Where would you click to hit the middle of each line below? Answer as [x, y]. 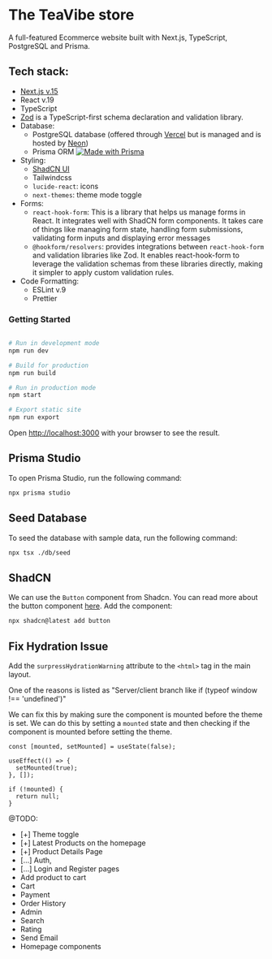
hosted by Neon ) [60, 143]
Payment [35, 894]
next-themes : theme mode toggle [87, 194]
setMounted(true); [47, 768]
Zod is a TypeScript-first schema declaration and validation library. [132, 117]
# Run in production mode [52, 387]
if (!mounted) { [36, 789]
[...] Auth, [36, 860]
